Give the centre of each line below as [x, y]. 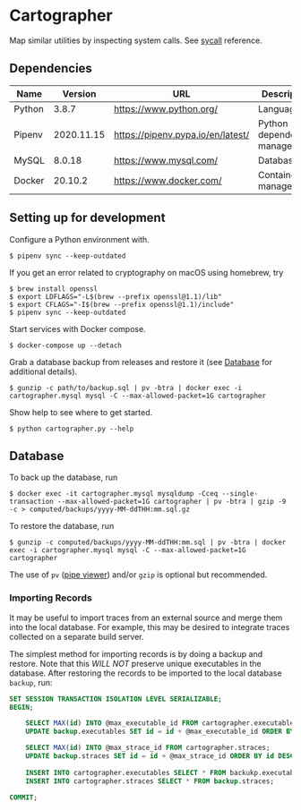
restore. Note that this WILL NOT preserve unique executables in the [135, 663]
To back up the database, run [64, 477]
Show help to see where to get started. [81, 412]
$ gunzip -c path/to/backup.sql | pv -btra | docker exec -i [126, 388]
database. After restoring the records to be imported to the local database [146, 673]
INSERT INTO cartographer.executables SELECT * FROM [126, 772]
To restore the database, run [62, 526]
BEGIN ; [21, 707]
